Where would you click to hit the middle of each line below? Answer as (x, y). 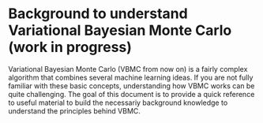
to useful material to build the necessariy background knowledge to (118, 102)
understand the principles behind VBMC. (74, 110)
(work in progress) (70, 47)
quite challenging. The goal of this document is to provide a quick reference (131, 94)
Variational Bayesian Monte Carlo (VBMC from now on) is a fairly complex (128, 69)
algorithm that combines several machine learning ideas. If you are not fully (131, 77)
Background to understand (98, 14)
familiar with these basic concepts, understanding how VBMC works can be (131, 86)
